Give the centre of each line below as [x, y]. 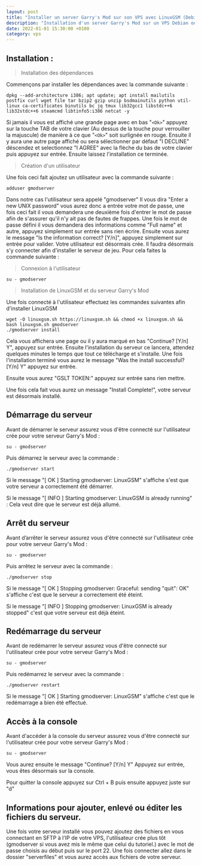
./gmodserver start [31, 469]
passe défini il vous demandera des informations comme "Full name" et [94, 225]
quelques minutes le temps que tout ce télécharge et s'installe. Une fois [95, 354]
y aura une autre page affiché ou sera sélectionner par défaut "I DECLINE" [98, 141]
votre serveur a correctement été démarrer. [60, 486]
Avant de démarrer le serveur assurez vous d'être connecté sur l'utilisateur [98, 429]
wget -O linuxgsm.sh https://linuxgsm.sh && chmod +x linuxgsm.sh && [95, 319]
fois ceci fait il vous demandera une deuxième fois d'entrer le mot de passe [99, 212]
